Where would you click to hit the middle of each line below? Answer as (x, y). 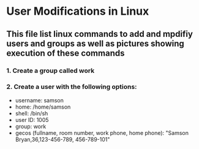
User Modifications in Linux (78, 11)
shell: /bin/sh (32, 113)
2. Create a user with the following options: (72, 87)
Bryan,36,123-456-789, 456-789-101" (62, 139)
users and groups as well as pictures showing (96, 43)
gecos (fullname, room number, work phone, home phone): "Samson (102, 132)
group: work (31, 126)
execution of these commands (66, 53)
